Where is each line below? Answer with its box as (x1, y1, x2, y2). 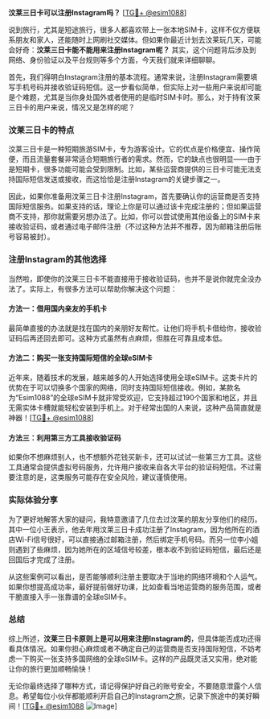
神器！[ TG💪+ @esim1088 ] (8, 413, 94, 422)
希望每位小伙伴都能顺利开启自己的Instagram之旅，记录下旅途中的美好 (22, 691, 253, 700)
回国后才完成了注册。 (8, 555, 79, 564)
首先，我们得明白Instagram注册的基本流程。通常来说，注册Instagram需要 (8, 72, 251, 81)
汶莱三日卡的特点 (8, 124, 75, 135)
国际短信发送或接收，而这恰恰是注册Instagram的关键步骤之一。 (14, 175, 225, 184)
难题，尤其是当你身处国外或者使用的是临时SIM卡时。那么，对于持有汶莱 (22, 93, 261, 101)
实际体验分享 (8, 494, 59, 506)
